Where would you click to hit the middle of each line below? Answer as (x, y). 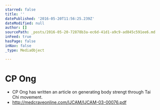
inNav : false (18, 46)
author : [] (16, 28)
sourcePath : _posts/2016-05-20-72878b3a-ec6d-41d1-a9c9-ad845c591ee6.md (80, 32)
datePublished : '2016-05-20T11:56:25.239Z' (50, 18)
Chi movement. (27, 97)
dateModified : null (25, 23)
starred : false (20, 9)
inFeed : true (18, 37)
